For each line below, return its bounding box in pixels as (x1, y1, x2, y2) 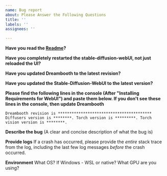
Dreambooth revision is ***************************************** (5, 111, 152, 116)
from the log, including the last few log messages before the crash (5, 144, 145, 150)
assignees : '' (5, 27, 36, 32)
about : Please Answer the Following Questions (5, 12, 106, 17)
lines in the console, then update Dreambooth (5, 101, 104, 107)
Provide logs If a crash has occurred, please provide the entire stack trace (5, 139, 162, 145)
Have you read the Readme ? (5, 45, 66, 51)
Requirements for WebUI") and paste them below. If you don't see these (5, 96, 161, 102)
